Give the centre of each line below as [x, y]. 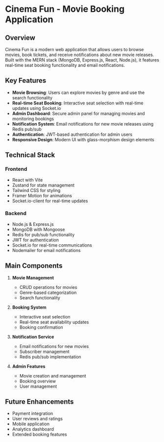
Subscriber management [44, 351]
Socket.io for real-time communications [52, 245]
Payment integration [33, 413]
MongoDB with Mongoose [38, 229]
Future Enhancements [40, 402]
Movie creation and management [53, 376]
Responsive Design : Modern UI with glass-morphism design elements [83, 139]
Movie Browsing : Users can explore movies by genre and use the [78, 93]
